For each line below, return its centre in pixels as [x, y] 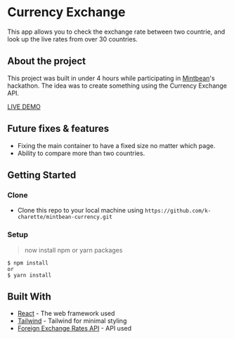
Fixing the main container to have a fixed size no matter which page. [116, 145]
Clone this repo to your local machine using [80, 211]
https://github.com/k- [178, 211]
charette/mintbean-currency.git [65, 217]
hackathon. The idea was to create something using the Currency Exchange [117, 86]
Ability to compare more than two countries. [81, 153]
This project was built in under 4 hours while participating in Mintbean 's [111, 78]
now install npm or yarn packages [73, 250]
